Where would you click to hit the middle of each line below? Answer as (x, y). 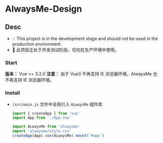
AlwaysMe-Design (43, 9)
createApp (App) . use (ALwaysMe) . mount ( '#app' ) (58, 136)
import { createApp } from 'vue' (46, 113)
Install (13, 93)
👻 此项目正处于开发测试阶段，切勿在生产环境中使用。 (65, 50)
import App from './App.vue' (42, 118)
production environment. (37, 44)
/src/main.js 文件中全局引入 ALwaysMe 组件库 (57, 104)
